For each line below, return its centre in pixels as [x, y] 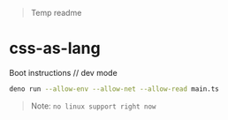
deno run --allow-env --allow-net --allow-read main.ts [114, 89]
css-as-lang [55, 49]
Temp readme [56, 13]
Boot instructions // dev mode [63, 72]
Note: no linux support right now [93, 106]
